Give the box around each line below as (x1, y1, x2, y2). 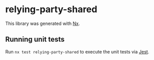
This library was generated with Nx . (5, 20, 80, 26)
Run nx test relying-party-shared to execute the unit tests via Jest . (5, 48, 149, 54)
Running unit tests (5, 35, 65, 44)
